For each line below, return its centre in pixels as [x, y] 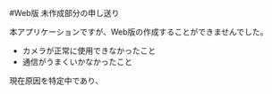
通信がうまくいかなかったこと [77, 62]
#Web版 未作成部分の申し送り [64, 13]
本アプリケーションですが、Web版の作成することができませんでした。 [139, 32]
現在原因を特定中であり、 [56, 81]
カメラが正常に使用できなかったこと [89, 51]
